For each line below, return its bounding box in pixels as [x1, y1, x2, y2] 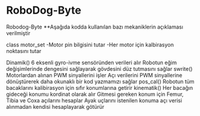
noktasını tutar [6, 47, 42, 54]
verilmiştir [6, 29, 31, 36]
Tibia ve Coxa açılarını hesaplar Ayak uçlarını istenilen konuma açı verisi [6, 96, 182, 104]
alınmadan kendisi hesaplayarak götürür [6, 103, 104, 110]
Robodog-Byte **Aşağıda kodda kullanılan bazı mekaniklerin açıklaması [6, 23, 183, 30]
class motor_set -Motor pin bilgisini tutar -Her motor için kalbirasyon [6, 41, 174, 48]
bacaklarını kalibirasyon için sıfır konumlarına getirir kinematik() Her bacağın [6, 84, 193, 91]
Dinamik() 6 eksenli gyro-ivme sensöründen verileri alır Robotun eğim [6, 59, 177, 66]
